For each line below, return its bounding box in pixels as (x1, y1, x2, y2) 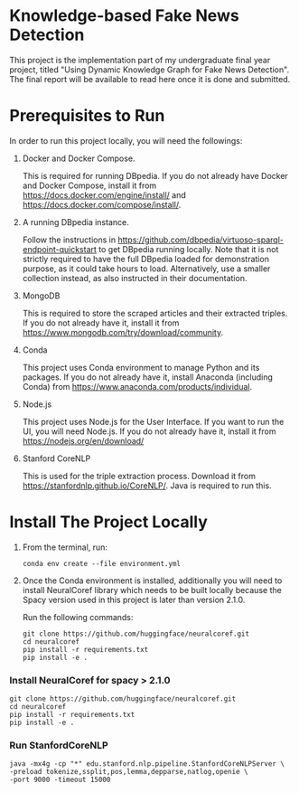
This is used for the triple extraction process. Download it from (22, 470, 256, 481)
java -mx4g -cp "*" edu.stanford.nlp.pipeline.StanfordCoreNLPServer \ (9, 760, 285, 769)
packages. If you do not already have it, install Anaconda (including (22, 372, 274, 382)
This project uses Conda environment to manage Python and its (22, 362, 260, 373)
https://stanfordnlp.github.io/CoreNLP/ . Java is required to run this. (22, 480, 273, 491)
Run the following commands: (22, 611, 134, 622)
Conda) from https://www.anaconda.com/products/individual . (22, 381, 253, 392)
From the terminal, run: (22, 542, 108, 552)
